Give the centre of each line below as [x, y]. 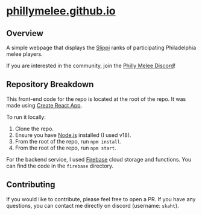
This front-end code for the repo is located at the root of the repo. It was [96, 99]
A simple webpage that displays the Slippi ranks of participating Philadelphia [101, 47]
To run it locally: [26, 117]
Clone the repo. [34, 129]
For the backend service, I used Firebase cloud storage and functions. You [99, 159]
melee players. [25, 54]
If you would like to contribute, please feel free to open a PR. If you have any [101, 199]
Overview [25, 33]
